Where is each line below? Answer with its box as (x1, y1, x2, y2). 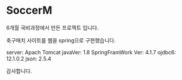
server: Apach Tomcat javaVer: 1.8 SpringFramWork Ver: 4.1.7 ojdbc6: (6, 48, 177, 56)
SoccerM (6, 4, 53, 17)
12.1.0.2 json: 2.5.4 (6, 55, 52, 62)
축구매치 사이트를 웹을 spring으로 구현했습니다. (6, 36, 116, 44)
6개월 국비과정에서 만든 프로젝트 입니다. (6, 24, 99, 31)
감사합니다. (6, 67, 32, 75)
